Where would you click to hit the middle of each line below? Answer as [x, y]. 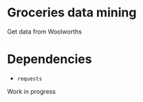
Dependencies [49, 59]
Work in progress [32, 91]
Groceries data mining [72, 13]
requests [30, 79]
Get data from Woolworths [45, 31]
